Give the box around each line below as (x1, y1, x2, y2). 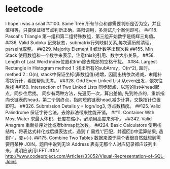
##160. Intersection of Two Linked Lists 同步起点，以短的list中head (15, 84, 155, 90)
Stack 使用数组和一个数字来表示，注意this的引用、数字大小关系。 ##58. (5, 52, 155, 58)
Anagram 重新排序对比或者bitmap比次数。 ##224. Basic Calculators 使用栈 (5, 122, 162, 128)
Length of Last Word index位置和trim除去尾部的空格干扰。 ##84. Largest (5, 58, 157, 64)
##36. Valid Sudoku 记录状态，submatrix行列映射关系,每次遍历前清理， (5, 39, 154, 46)
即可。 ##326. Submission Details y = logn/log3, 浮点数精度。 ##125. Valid (5, 103, 161, 109)
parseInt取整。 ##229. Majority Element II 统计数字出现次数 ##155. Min (5, 46, 153, 52)
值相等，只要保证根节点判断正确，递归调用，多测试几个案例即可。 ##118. (5, 26, 158, 33)
